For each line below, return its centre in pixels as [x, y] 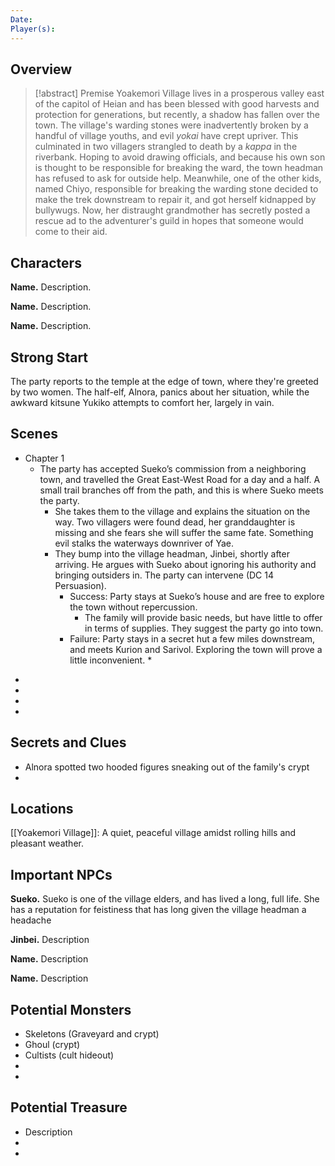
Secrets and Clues [68, 742]
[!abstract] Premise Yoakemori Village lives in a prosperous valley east [179, 93]
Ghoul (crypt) [52, 1044]
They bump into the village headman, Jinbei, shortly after [172, 553]
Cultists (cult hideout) [69, 1055]
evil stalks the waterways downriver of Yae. [144, 543]
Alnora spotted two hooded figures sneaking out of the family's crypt [167, 767]
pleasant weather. [47, 843]
